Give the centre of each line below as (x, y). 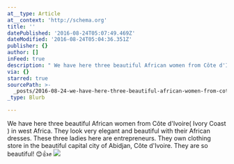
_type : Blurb (26, 98)
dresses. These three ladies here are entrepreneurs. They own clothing (109, 138)
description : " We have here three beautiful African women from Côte (112, 65)
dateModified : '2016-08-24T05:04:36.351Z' (70, 40)
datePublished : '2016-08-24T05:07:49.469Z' (71, 33)
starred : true (28, 78)
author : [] (23, 53)
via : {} (18, 72)
